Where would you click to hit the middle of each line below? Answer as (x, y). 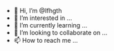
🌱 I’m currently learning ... (50, 25)
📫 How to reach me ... (46, 40)
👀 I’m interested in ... (43, 18)
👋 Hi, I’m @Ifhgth (38, 11)
